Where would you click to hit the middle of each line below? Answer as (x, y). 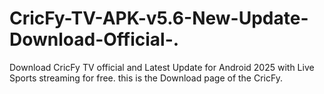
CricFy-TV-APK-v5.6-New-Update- (159, 18)
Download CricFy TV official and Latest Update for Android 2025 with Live (162, 67)
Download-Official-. (94, 39)
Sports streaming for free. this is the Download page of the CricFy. (146, 78)
